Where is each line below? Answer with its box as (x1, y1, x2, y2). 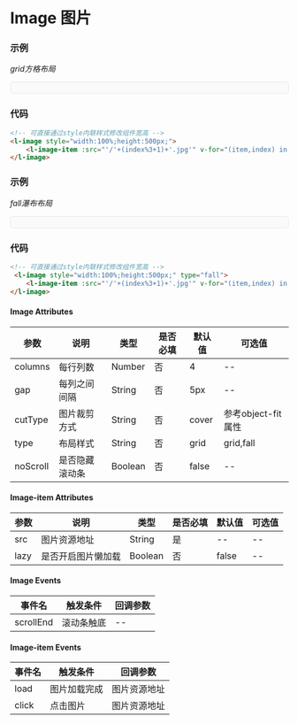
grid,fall (223, 436, 256, 449)
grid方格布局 (10, 64, 56, 74)
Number (111, 360, 145, 373)
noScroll (14, 459, 50, 472)
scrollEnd (14, 616, 54, 628)
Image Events (10, 575, 61, 586)
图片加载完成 (50, 683, 104, 696)
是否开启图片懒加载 (41, 550, 122, 562)
